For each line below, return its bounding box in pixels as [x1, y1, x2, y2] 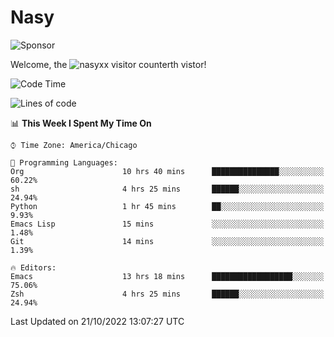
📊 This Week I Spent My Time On [10, 117, 152, 129]
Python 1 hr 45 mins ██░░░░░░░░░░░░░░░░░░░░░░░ [10, 201, 325, 211]
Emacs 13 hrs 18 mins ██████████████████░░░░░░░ [10, 271, 325, 281]
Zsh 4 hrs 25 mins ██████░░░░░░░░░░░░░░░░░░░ [10, 289, 325, 299]
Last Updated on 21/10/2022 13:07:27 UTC [10, 315, 185, 327]
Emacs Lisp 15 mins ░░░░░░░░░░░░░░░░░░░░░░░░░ [10, 219, 325, 229]
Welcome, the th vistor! [10, 58, 207, 70]
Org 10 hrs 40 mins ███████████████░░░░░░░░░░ [10, 166, 325, 176]
